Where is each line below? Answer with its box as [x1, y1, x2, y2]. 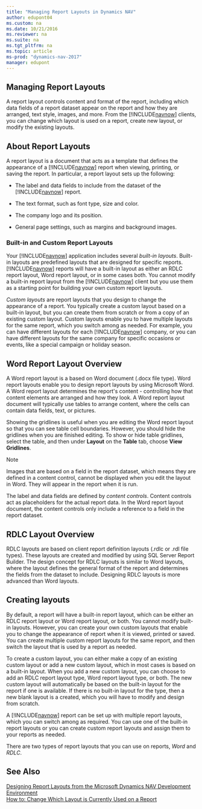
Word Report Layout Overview [6, 358, 122, 369]
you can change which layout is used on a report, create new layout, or [6, 117, 183, 125]
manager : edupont [6, 59, 50, 65]
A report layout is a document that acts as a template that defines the [6, 157, 178, 165]
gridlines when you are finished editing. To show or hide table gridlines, [6, 431, 184, 439]
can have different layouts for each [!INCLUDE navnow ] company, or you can [6, 328, 197, 336]
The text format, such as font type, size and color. [14, 200, 139, 208]
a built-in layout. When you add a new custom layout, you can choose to [6, 667, 186, 675]
